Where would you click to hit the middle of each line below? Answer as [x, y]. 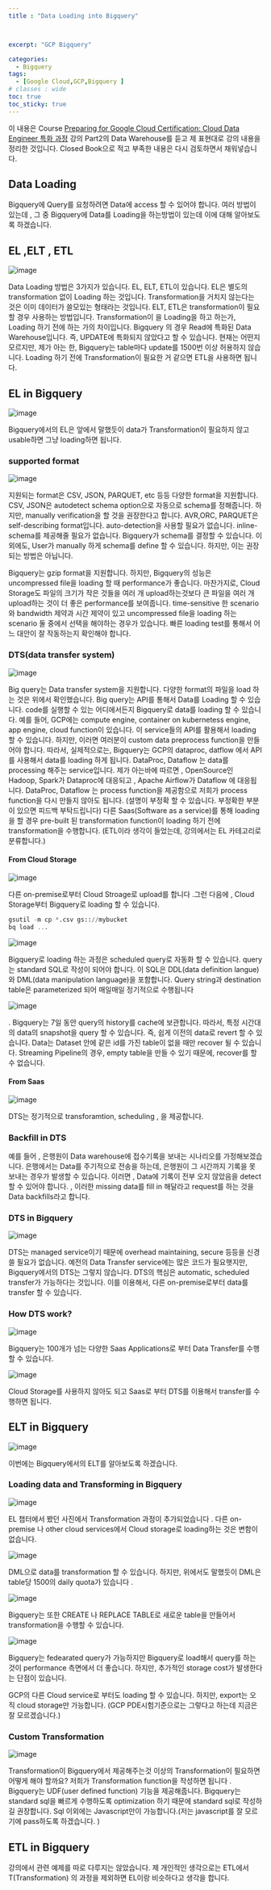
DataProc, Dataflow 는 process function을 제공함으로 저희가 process [136, 790]
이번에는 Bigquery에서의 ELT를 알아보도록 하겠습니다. [93, 1463]
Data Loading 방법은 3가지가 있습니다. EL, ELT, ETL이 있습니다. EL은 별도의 [128, 287]
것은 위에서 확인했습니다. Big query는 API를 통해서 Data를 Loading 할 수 [131, 699]
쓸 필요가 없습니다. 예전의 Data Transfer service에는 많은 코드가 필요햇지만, [128, 1262]
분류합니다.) [27, 840]
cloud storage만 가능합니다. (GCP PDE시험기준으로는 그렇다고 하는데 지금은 [137, 1705]
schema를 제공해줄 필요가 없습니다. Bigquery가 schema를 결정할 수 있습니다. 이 [135, 536]
